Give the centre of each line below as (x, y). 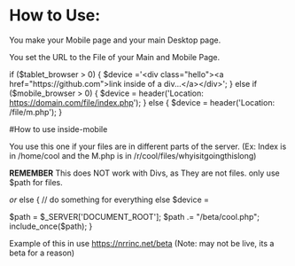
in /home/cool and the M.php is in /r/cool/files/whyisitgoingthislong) (133, 155)
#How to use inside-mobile (58, 129)
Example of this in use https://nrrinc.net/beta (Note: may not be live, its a (142, 243)
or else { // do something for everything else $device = (109, 199)
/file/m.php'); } (36, 112)
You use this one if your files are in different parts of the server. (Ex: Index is (148, 146)
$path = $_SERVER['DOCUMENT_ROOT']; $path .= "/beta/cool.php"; (134, 216)
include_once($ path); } (51, 226)
